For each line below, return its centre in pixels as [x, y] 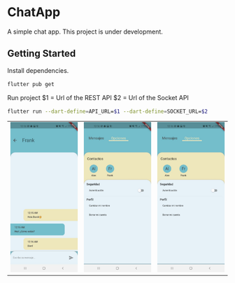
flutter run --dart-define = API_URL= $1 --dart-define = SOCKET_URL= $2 [108, 111]
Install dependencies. [38, 70]
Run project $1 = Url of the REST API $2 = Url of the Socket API [98, 97]
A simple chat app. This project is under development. [85, 32]
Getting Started [42, 54]
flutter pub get [31, 84]
